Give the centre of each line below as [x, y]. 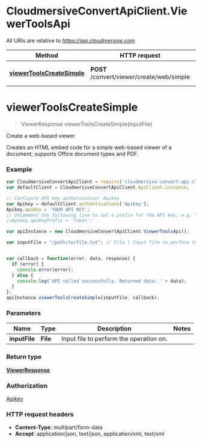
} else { [23, 275]
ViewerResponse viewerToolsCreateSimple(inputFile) [87, 124]
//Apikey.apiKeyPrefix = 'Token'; [50, 221]
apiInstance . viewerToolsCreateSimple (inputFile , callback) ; [83, 298]
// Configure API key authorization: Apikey [63, 198]
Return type [24, 357]
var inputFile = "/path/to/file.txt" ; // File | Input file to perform [98, 243]
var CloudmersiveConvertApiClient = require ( [64, 182]
